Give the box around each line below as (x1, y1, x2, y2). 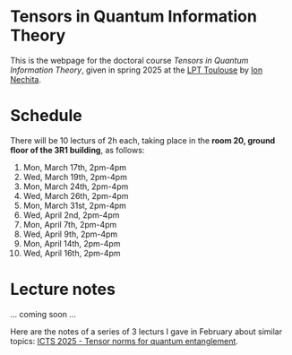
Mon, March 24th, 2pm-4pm (22, 181, 129, 192)
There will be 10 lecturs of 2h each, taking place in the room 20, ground (10, 134, 276, 145)
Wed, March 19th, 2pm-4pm (22, 171, 128, 182)
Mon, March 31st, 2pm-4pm (22, 200, 126, 211)
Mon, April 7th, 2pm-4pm (22, 219, 117, 229)
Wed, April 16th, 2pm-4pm (22, 247, 121, 258)
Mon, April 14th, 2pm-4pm (22, 238, 121, 248)
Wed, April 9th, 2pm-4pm (22, 229, 118, 239)
